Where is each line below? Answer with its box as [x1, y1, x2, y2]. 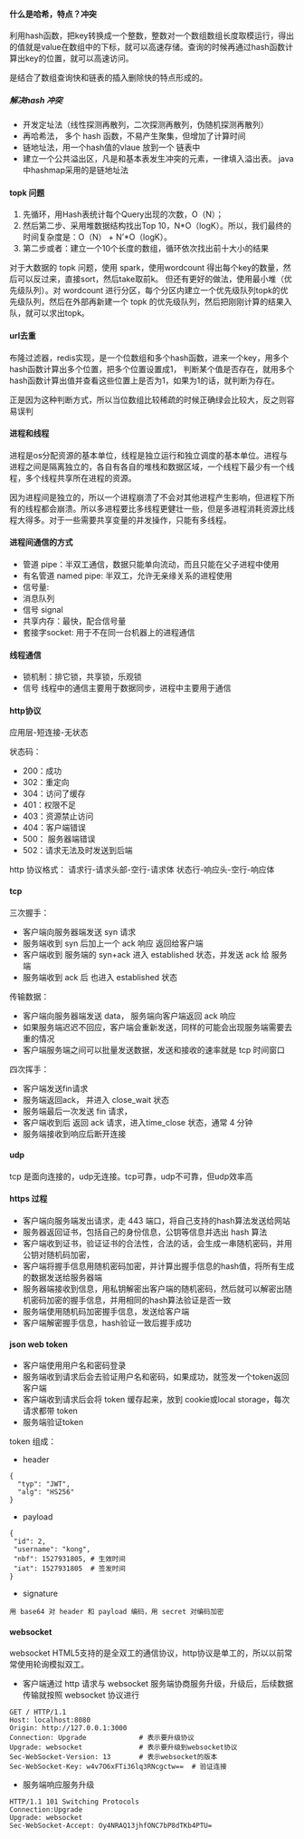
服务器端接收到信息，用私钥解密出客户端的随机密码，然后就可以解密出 [22, 1283, 285, 1293]
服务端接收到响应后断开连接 [22, 1128, 127, 1139]
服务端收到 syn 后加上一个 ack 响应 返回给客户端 [22, 938, 204, 949]
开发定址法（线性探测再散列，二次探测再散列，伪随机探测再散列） [22, 119, 269, 131]
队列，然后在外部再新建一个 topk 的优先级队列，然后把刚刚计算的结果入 [24, 296, 292, 308]
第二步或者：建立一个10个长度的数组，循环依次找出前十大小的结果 [22, 243, 270, 254]
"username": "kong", [13, 1545, 91, 1554]
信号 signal [22, 604, 63, 615]
